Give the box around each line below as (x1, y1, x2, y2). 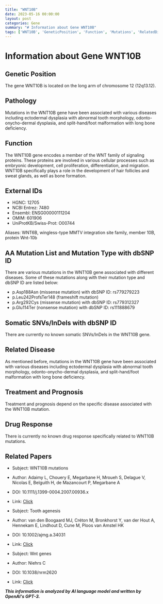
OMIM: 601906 (12, 215, 42, 221)
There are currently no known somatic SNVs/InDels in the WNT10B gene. (5, 332, 151, 337)
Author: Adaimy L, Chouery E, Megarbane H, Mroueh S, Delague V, (12, 474, 146, 481)
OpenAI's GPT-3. (5, 593, 40, 600)
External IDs (5, 187, 43, 195)
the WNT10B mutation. (5, 406, 50, 412)
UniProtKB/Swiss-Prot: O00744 (12, 220, 75, 226)
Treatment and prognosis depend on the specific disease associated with (5, 401, 152, 407)
